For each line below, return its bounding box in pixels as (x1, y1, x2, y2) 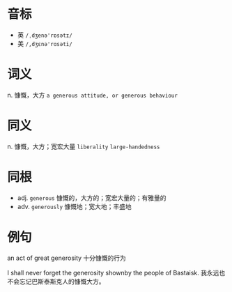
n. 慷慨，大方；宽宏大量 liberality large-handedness (7, 142, 160, 151)
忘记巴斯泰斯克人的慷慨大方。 (19, 277, 105, 286)
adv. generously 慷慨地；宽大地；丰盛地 (17, 202, 132, 210)
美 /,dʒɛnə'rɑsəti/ (17, 39, 73, 47)
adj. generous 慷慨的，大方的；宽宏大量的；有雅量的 (17, 193, 167, 202)
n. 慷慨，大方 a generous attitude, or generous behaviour (7, 91, 178, 99)
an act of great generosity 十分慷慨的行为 (7, 254, 127, 262)
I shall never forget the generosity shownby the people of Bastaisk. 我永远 (7, 268, 219, 277)
